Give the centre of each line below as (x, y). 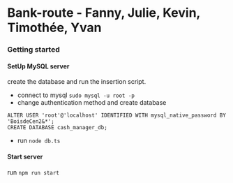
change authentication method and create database (92, 103)
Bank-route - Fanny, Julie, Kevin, (104, 13)
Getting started (34, 50)
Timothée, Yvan (54, 28)
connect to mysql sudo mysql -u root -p (76, 95)
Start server (25, 156)
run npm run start (33, 172)
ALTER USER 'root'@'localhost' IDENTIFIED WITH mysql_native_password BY (117, 116)
